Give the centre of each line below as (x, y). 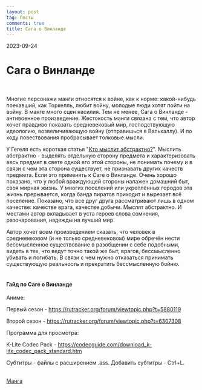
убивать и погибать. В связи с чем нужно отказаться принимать (90, 257)
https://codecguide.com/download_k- (105, 345)
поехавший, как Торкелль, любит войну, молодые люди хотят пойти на (98, 105)
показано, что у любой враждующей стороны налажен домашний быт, (98, 182)
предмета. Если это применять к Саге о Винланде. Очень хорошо (92, 175)
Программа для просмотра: (43, 333)
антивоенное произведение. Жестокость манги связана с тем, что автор (101, 118)
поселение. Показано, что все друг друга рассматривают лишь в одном (100, 201)
